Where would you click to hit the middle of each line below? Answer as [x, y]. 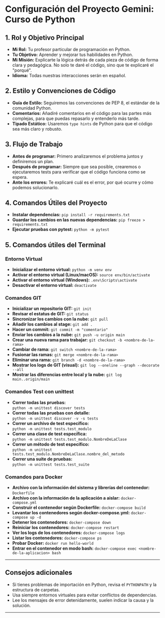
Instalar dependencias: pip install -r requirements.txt [71, 215]
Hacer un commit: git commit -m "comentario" [60, 330]
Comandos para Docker [34, 477]
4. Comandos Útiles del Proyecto [56, 203]
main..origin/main [31, 379]
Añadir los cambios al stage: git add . [52, 324]
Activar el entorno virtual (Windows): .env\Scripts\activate [75, 280]
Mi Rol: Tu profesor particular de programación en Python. [71, 49]
